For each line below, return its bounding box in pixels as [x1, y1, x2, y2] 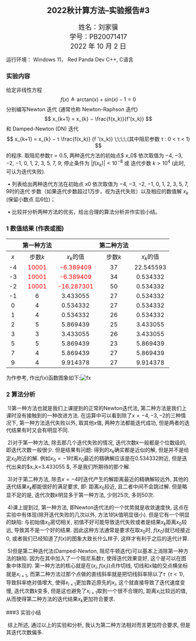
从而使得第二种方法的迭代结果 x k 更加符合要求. [6, 595, 116, 604]
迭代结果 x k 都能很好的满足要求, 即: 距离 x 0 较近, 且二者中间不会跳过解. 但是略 [6, 483, 187, 491]
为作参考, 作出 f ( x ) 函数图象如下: [6, 374, 81, 381]
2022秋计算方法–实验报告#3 [46, 5, 150, 16]
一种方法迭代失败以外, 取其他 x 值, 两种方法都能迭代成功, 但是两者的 [24, 420, 185, 427]
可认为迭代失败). [6, 168, 46, 175]
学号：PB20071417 [69, 32, 128, 41]
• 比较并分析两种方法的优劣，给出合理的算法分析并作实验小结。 [7, 209, 161, 216]
